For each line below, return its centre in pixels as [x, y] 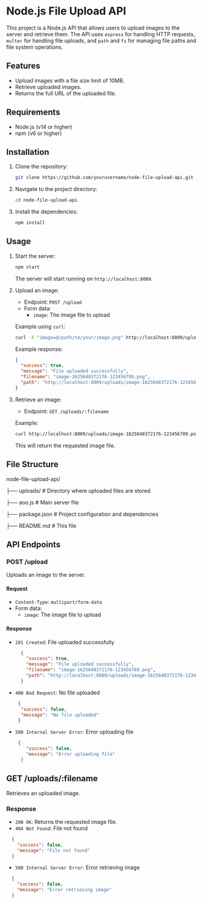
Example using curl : [40, 326]
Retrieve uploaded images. [48, 87]
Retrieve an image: [38, 400]
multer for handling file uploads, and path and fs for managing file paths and [101, 40]
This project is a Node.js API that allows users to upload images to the [93, 28]
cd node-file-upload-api [46, 200]
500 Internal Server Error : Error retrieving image [77, 868]
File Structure [32, 464]
